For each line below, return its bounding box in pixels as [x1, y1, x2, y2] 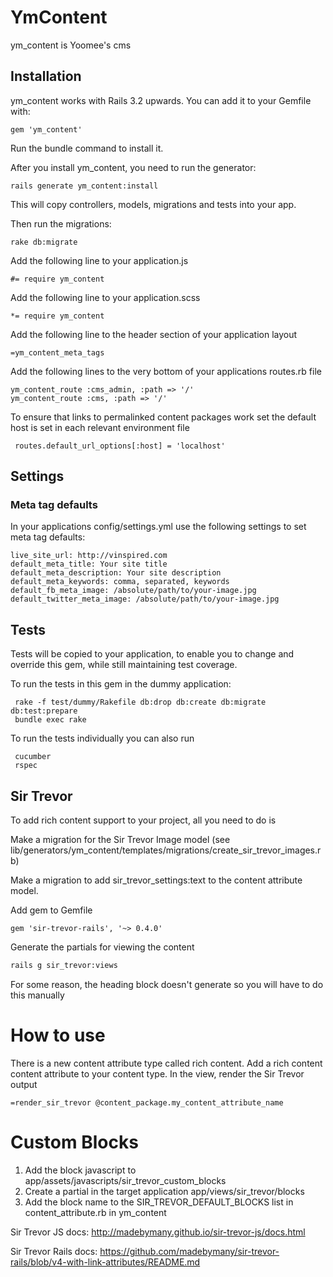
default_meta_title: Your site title [10, 559, 168, 570]
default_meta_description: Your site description [10, 568, 222, 578]
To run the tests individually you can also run [10, 732, 195, 745]
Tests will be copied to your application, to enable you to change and [10, 648, 295, 660]
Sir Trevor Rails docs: [10, 1245, 98, 1257]
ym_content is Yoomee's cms [10, 39, 132, 51]
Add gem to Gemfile [10, 904, 93, 916]
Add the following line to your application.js [10, 254, 189, 266]
